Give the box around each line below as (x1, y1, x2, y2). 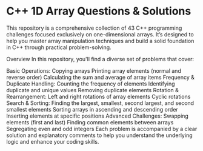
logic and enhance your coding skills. (6, 138, 99, 145)
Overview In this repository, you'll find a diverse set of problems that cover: (6, 55, 195, 62)
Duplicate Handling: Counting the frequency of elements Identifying (6, 80, 175, 87)
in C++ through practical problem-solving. (6, 44, 111, 51)
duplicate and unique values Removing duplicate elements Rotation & (6, 86, 179, 93)
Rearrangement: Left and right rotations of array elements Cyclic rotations (6, 93, 191, 100)
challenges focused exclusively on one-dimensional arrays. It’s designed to (6, 30, 194, 38)
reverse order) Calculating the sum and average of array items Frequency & (6, 73, 195, 81)
